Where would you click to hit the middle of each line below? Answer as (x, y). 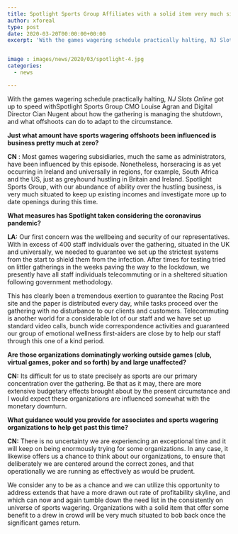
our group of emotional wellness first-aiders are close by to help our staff (114, 333)
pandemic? (24, 223)
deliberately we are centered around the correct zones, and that (101, 463)
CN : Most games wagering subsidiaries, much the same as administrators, (117, 156)
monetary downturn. (37, 406)
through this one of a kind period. (56, 340)
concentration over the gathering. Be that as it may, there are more (104, 383)
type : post (23, 27)
